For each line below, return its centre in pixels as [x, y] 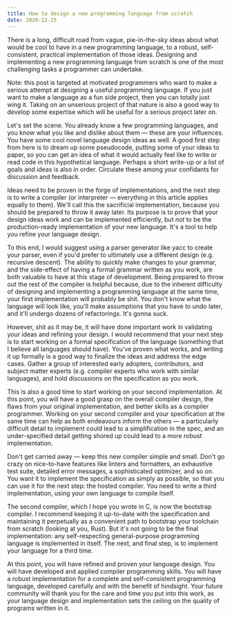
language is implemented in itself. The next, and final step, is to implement [113, 543]
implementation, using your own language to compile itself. [91, 493]
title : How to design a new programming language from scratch [100, 13]
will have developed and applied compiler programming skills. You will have [115, 571]
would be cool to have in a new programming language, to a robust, [103, 47]
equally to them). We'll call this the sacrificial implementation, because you [113, 204]
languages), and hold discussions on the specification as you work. [103, 378]
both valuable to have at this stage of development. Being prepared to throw [116, 276]
